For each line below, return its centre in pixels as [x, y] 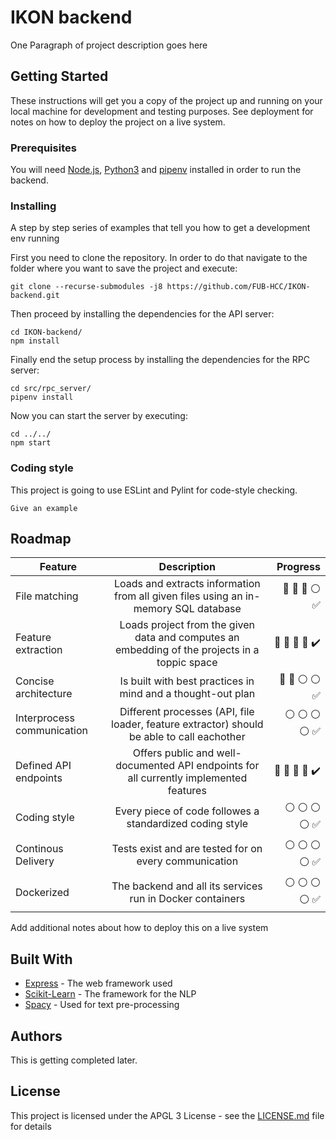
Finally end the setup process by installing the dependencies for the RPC [160, 360]
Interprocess [45, 718]
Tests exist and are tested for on [187, 849]
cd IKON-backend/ [46, 332]
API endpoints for [218, 766]
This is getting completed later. [74, 1060]
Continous [39, 849]
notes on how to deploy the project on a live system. [118, 122]
